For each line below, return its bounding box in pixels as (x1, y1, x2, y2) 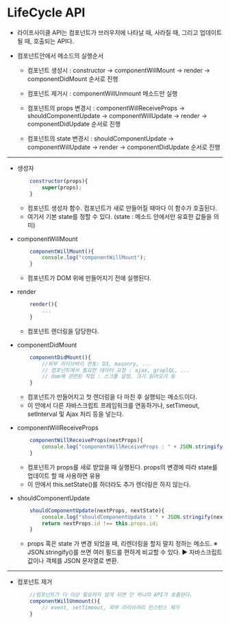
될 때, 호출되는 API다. (16, 36, 75, 45)
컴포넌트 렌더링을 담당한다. (27, 327, 99, 335)
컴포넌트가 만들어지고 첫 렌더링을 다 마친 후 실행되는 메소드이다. (27, 393, 197, 401)
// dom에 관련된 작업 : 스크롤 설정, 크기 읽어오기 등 (42, 373, 176, 380)
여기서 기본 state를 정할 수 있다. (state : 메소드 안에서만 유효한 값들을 (27, 212, 212, 220)
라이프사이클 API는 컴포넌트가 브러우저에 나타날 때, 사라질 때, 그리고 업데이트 (16, 28, 222, 36)
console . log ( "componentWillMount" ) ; (42, 254, 146, 262)
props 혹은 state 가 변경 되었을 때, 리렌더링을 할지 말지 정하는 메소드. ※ (27, 540, 218, 548)
